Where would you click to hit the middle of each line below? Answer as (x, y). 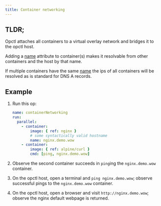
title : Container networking (35, 10)
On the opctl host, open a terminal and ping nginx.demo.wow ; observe (82, 178)
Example (19, 92)
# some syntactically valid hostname (69, 136)
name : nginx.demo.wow (52, 140)
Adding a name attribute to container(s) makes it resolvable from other (77, 56)
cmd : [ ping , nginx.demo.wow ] (60, 154)
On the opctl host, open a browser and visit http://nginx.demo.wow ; (80, 193)
